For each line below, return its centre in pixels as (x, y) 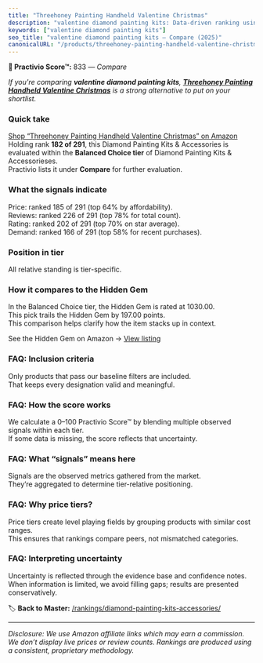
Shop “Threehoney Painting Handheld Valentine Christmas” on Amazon (123, 136)
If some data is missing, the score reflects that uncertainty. (103, 438)
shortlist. (22, 99)
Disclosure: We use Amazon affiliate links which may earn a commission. (126, 633)
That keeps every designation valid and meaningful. (92, 384)
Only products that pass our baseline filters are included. (100, 376)
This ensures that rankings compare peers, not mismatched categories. (123, 538)
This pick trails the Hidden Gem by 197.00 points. (87, 315)
